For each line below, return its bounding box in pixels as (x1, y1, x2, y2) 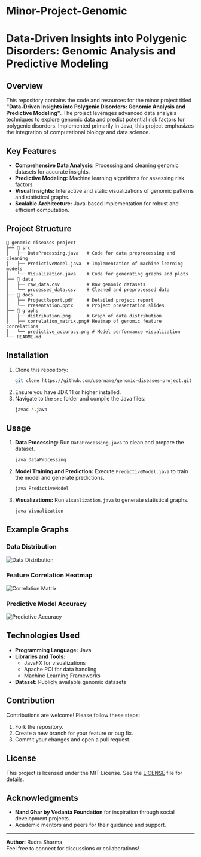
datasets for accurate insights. (14, 168, 90, 175)
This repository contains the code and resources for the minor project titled (6, 97, 192, 104)
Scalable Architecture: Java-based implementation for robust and (14, 200, 179, 207)
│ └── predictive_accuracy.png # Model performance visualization (6, 328, 181, 335)
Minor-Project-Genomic (6, 4, 127, 18)
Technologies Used (6, 631, 80, 641)
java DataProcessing (14, 457, 66, 463)
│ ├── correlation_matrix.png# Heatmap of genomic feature (6, 318, 162, 324)
